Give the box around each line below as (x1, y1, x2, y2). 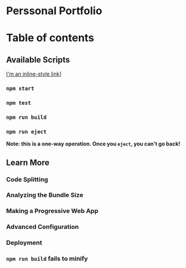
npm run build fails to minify (6, 254, 88, 263)
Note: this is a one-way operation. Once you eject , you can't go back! (6, 140, 181, 147)
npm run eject (6, 128, 47, 135)
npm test (6, 99, 31, 106)
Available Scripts (6, 54, 70, 64)
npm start (6, 85, 34, 92)
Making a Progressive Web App (6, 207, 99, 215)
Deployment (6, 238, 43, 247)
